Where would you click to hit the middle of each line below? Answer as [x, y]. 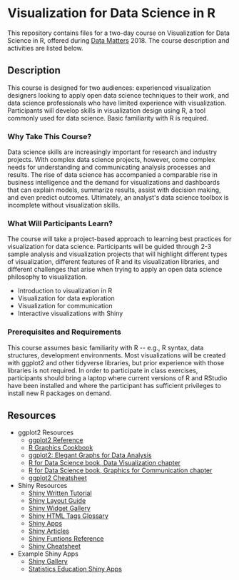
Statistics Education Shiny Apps [75, 569]
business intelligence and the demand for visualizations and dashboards [113, 183]
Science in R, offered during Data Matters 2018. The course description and [118, 40]
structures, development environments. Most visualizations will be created [117, 355]
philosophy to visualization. [47, 277]
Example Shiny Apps [48, 554]
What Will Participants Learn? [60, 223]
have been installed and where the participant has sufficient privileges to [114, 385]
